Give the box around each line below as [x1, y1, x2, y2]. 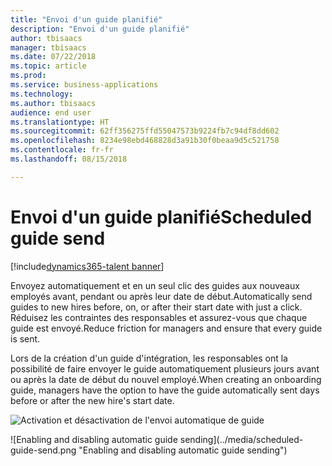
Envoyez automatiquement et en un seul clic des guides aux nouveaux [10, 279, 300, 291]
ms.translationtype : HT [10, 117, 110, 127]
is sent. [10, 332, 41, 345]
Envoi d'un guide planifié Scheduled [10, 206, 313, 228]
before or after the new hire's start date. [10, 394, 175, 406]
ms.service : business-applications [10, 80, 159, 90]
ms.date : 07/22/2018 [10, 52, 97, 62]
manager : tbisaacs [10, 42, 87, 53]
